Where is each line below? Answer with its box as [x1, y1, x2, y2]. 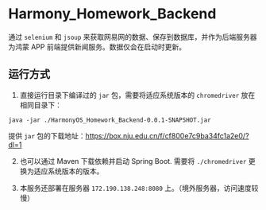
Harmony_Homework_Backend [8, 5, 217, 23]
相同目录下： [19, 100, 62, 110]
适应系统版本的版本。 [33, 166, 104, 176]
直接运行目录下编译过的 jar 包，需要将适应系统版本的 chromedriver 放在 [19, 90, 256, 99]
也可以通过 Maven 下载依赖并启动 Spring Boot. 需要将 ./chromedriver [19, 156, 247, 165]
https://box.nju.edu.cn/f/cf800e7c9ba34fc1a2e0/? [85, 130, 249, 140]
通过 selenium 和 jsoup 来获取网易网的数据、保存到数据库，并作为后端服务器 [8, 32, 257, 41]
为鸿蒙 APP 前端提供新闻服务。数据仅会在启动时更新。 [8, 41, 187, 52]
